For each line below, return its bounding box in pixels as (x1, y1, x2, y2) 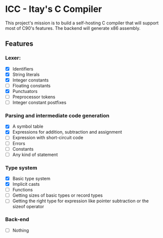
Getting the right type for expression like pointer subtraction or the (12, 198, 149, 204)
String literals (12, 71, 40, 78)
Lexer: (5, 55, 21, 62)
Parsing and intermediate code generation (5, 112, 110, 119)
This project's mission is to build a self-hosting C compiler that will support (5, 20, 159, 26)
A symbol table (12, 123, 43, 130)
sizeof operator (12, 204, 44, 210)
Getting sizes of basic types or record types (12, 192, 103, 198)
